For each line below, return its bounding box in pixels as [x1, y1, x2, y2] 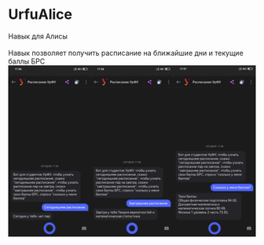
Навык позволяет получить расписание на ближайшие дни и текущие [8, 48, 244, 57]
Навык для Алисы [8, 31, 68, 41]
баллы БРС [8, 57, 46, 66]
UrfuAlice [8, 5, 73, 24]
